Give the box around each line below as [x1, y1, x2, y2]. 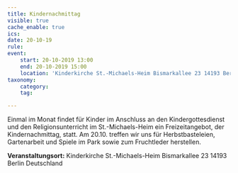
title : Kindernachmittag [7, 10, 81, 18]
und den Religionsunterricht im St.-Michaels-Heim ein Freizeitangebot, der [7, 123, 225, 131]
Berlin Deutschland [7, 159, 63, 167]
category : [20, 83, 50, 90]
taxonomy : [7, 76, 37, 84]
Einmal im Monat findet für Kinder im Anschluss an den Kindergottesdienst [7, 115, 225, 124]
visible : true [7, 17, 50, 24]
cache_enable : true [7, 23, 65, 30]
